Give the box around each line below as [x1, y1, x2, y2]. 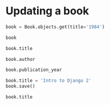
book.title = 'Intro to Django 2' [5, 78, 92, 84]
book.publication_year [5, 67, 62, 73]
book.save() [5, 84, 35, 89]
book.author [5, 56, 35, 62]
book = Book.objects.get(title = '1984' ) [5, 24, 105, 30]
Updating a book [5, 4, 89, 18]
